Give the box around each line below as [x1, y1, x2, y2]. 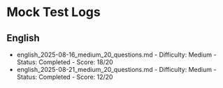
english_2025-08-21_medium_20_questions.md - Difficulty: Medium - [16, 66, 217, 73]
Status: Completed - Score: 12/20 [16, 73, 113, 81]
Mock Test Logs [6, 4, 101, 20]
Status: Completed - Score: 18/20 [16, 58, 113, 66]
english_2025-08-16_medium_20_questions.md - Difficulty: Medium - [16, 50, 217, 59]
